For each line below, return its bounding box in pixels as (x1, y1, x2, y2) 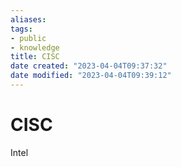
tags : (10, 24, 33, 34)
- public (10, 33, 47, 43)
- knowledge (10, 42, 60, 53)
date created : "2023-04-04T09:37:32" (10, 61, 168, 71)
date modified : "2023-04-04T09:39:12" (10, 71, 172, 81)
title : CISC (10, 52, 60, 62)
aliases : (10, 14, 47, 25)
